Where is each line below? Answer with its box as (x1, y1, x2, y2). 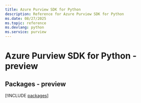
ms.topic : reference (5, 20, 47, 26)
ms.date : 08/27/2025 (5, 16, 47, 21)
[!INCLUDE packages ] (5, 93, 49, 98)
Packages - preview (5, 80, 66, 88)
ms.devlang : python (5, 25, 44, 30)
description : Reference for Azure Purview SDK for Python (5, 12, 124, 16)
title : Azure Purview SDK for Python (5, 7, 81, 12)
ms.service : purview (5, 29, 47, 34)
